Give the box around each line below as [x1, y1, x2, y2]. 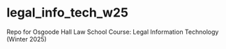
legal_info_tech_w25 [6, 5, 128, 21]
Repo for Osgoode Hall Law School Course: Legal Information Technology [6, 28, 219, 36]
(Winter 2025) [6, 35, 47, 43]
